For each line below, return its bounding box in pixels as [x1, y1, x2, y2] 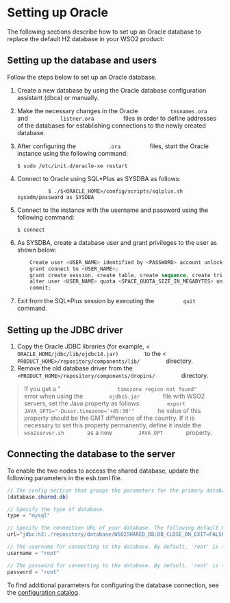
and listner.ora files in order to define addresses [16, 114, 217, 122]
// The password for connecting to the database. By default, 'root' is [7, 562, 219, 569]
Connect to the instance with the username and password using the [16, 206, 209, 214]
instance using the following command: [16, 149, 128, 157]
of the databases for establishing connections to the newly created [16, 121, 207, 130]
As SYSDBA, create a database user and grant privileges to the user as [16, 238, 218, 246]
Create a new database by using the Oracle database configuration [16, 86, 207, 94]
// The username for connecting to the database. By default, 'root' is [7, 543, 219, 550]
